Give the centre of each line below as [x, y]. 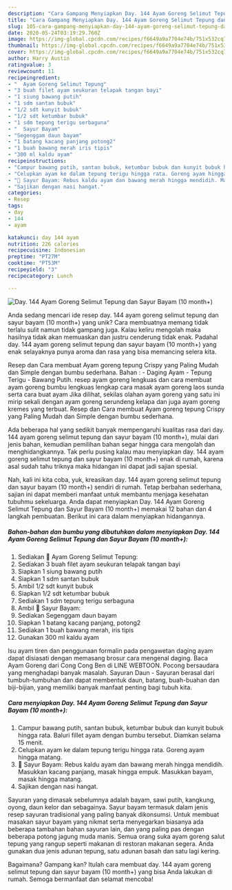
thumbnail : [23, 45]
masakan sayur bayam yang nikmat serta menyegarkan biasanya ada [106, 822]
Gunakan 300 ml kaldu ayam [58, 637]
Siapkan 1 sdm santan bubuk [58, 578]
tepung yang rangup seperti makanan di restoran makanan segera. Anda [111, 843]
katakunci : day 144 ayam [43, 237]
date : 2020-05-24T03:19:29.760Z [54, 33]
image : [17, 39]
